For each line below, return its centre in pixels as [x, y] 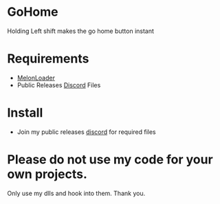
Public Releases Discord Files [59, 85]
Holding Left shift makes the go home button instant [81, 31]
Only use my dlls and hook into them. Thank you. [76, 193]
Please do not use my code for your [110, 159]
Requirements [48, 59]
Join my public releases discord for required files [86, 132]
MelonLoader [36, 78]
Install [25, 113]
